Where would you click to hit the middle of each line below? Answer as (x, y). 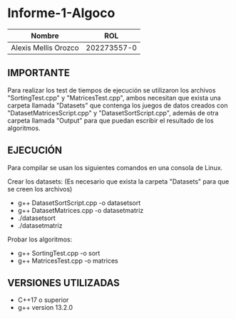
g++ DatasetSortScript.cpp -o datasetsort (79, 203)
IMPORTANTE (39, 73)
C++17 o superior (43, 300)
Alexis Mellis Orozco (45, 48)
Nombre (45, 36)
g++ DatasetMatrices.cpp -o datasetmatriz (81, 210)
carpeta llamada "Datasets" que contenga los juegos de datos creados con (118, 105)
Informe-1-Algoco (61, 13)
